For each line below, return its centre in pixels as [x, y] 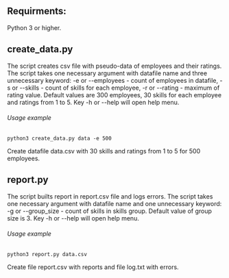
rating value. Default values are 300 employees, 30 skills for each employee [114, 94]
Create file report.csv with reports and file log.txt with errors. [93, 267]
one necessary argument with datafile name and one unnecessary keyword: [114, 203]
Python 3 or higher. [34, 27]
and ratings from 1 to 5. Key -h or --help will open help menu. [93, 102]
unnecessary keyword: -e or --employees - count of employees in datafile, [112, 80]
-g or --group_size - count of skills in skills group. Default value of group [110, 211]
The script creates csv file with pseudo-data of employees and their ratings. [114, 66]
